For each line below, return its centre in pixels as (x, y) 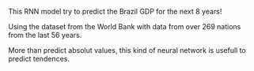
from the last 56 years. (45, 35)
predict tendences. (39, 59)
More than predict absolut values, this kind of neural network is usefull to (127, 50)
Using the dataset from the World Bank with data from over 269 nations (125, 26)
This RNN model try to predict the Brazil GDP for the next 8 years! (115, 11)
